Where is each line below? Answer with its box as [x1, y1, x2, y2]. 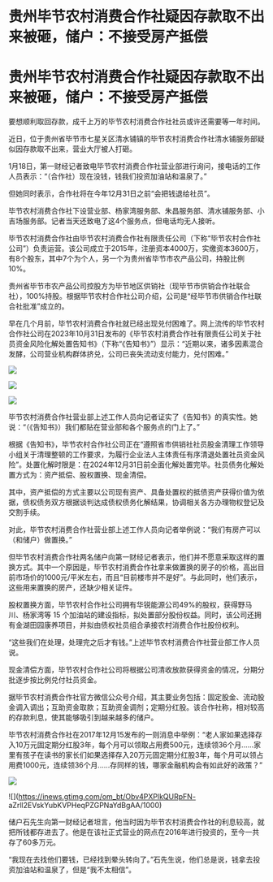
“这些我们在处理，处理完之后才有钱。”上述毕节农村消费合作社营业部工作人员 [8, 638, 261, 647]
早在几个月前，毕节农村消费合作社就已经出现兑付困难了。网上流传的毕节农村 [8, 318, 265, 329]
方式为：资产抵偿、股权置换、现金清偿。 [15, 470, 151, 480]
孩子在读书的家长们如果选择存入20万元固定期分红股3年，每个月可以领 [22, 750, 258, 760]
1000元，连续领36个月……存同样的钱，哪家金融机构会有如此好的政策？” [22, 760, 262, 770]
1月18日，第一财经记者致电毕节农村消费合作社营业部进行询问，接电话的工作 [8, 162, 262, 171]
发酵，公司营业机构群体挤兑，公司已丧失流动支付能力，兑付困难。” [8, 349, 229, 359]
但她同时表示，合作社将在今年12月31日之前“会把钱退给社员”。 [8, 188, 214, 199]
